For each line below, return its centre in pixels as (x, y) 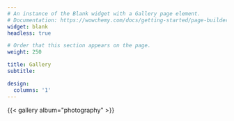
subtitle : (22, 71)
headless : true (29, 33)
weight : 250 (24, 52)
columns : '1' (32, 90)
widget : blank (28, 26)
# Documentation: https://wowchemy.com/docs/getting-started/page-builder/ (119, 20)
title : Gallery (29, 65)
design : (18, 83)
